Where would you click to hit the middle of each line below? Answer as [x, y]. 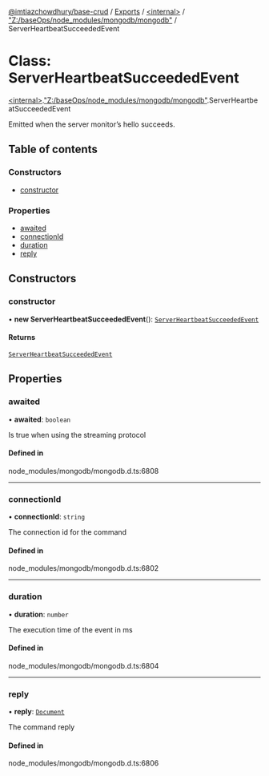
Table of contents [53, 150]
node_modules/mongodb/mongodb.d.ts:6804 [84, 665]
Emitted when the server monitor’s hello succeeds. [92, 124]
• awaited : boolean [39, 419]
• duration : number [39, 614]
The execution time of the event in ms [71, 629]
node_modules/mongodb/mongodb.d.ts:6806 [84, 763]
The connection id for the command [67, 532]
